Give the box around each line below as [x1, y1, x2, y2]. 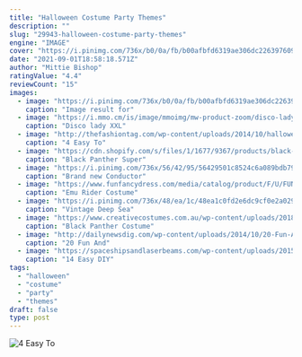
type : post [9, 313, 50, 323]
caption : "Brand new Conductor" [25, 171, 147, 180]
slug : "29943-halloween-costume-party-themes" [9, 30, 187, 39]
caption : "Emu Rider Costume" [25, 188, 139, 197]
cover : [9, 47, 34, 56]
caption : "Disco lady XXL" [25, 122, 127, 131]
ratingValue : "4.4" [9, 72, 83, 81]
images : [9, 88, 39, 97]
